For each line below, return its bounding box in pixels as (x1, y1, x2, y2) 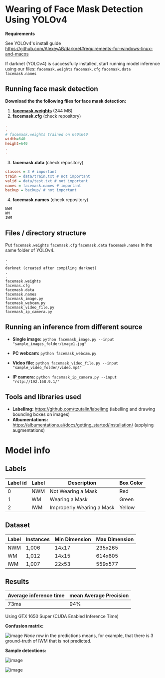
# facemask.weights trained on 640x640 (5, 132, 88, 137)
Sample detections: (5, 648, 46, 654)
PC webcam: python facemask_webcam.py (12, 350, 97, 356)
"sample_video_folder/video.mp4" (12, 365, 82, 370)
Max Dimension (96, 536, 134, 543)
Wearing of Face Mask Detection (5, 3, 144, 15)
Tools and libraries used (5, 393, 81, 401)
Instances (25, 536, 50, 543)
